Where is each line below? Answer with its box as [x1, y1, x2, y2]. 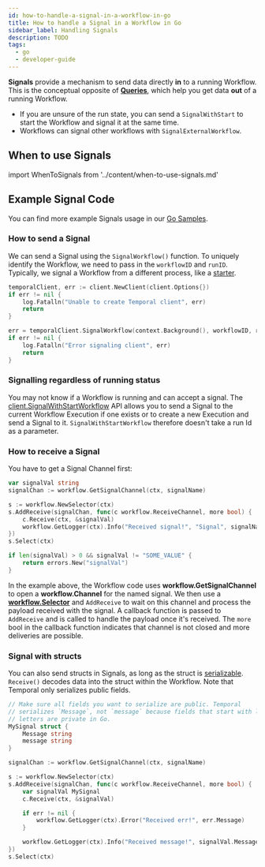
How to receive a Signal [8, 446, 100, 457]
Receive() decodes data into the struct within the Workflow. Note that [8, 677, 234, 686]
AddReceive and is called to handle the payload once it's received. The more [8, 614, 252, 623]
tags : [8, 41, 26, 49]
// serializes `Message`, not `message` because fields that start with [8, 708, 252, 716]
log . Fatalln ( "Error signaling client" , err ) [22, 341, 171, 349]
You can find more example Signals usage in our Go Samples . [8, 214, 209, 223]
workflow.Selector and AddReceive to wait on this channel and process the [8, 597, 251, 607]
